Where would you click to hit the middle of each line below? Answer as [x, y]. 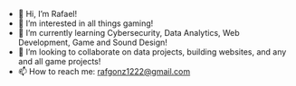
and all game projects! [59, 61]
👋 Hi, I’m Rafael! [48, 14]
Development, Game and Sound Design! [92, 42]
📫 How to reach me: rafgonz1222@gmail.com [104, 71]
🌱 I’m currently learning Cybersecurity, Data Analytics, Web [129, 33]
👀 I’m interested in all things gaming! [86, 23]
